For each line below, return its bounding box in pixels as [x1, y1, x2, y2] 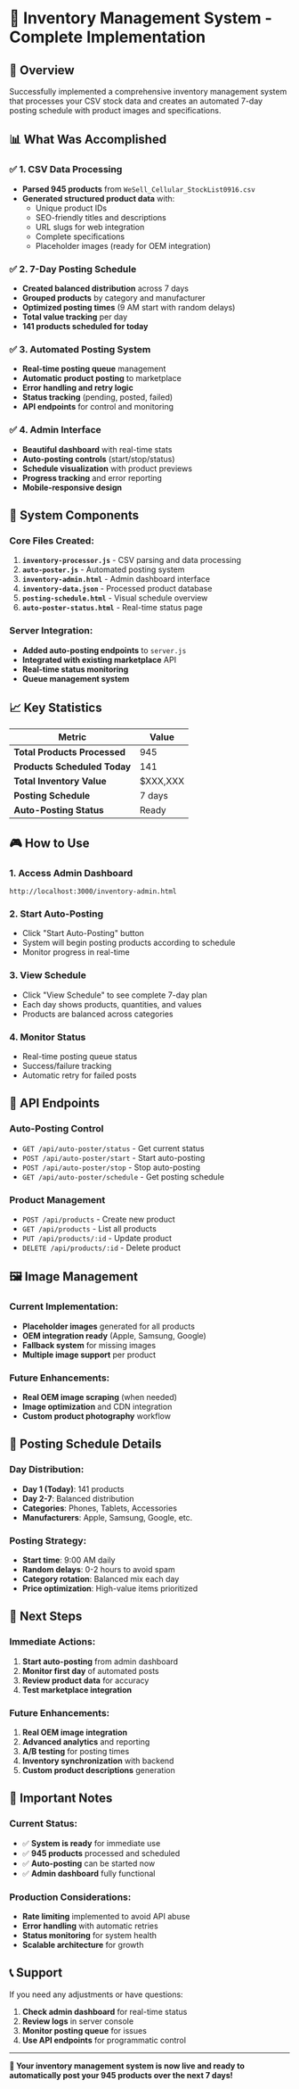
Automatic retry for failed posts [21, 1070, 137, 1081]
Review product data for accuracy [21, 1675, 149, 1686]
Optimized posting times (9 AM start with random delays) [21, 302, 236, 312]
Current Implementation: [9, 1300, 118, 1313]
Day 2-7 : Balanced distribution [21, 1493, 135, 1504]
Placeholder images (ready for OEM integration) [35, 240, 212, 251]
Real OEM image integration [21, 1727, 127, 1737]
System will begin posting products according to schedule [21, 937, 236, 949]
